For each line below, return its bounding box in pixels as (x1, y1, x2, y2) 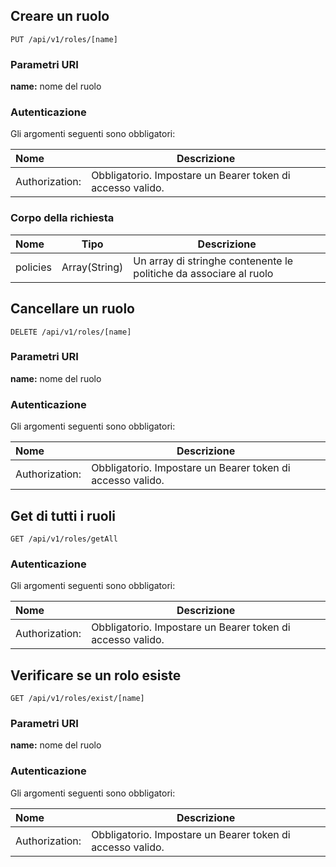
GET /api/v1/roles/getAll (10, 534, 118, 544)
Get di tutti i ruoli (10, 507, 116, 524)
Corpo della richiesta (10, 211, 115, 225)
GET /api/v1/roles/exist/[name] (10, 694, 145, 704)
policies (15, 260, 52, 274)
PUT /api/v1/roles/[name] (10, 34, 118, 44)
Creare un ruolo (10, 8, 110, 25)
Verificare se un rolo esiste (10, 667, 182, 684)
